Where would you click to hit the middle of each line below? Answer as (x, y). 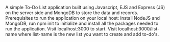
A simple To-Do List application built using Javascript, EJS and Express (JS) (85, 7)
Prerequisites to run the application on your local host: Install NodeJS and (82, 18)
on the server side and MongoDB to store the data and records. (72, 13)
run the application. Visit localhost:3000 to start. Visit (61, 29)
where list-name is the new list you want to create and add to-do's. (89, 34)
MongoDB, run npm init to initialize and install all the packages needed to (82, 23)
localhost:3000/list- (139, 29)
